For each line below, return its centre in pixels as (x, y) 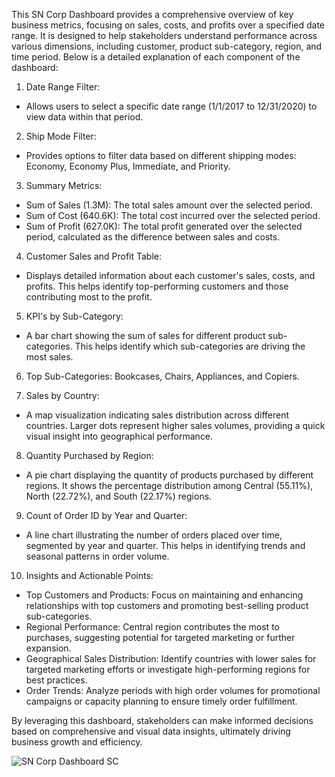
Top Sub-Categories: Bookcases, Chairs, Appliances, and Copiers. (162, 376)
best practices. (56, 680)
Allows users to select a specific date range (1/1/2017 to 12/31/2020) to (171, 106)
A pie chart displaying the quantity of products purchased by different (169, 475)
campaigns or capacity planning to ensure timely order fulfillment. (161, 701)
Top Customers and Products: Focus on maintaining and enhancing (164, 595)
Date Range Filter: (63, 87)
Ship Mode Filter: (61, 136)
